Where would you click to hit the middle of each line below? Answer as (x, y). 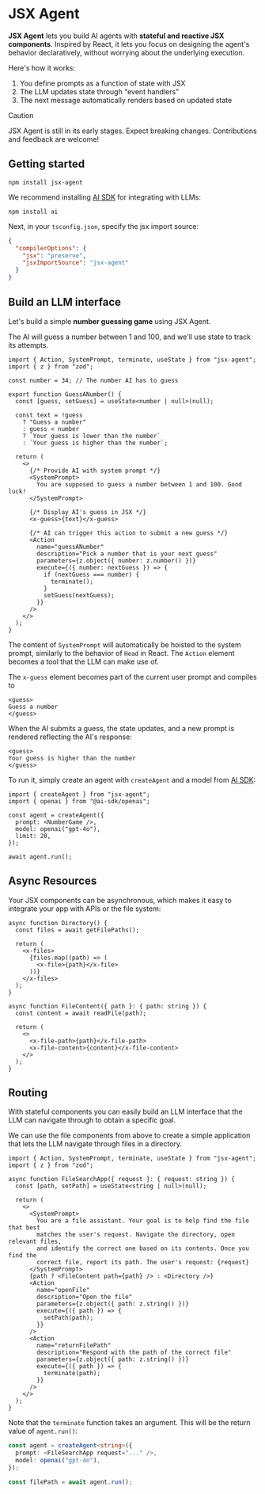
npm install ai (33, 212)
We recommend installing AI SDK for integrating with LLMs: (105, 197)
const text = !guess (49, 415)
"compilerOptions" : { (51, 248)
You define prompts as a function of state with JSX (102, 83)
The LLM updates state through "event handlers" (99, 91)
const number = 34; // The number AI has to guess (93, 380)
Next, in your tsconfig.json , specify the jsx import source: (104, 226)
